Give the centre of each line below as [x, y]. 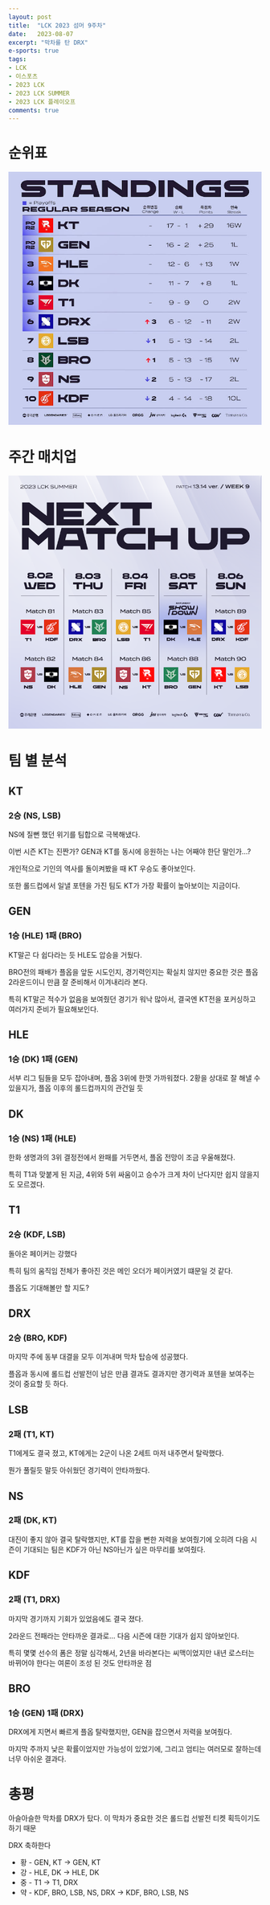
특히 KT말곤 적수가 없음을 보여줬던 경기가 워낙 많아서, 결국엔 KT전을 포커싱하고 [132, 999]
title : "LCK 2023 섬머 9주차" [57, 25]
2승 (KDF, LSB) [37, 1235]
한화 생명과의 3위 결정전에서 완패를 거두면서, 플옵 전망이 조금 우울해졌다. [122, 1158]
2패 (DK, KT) [33, 1520]
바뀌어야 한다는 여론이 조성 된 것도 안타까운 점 [80, 1662]
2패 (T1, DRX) [35, 1600]
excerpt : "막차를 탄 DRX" [48, 43]
